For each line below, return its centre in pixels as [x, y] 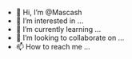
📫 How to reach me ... [53, 47]
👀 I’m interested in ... [50, 21]
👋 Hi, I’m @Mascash [49, 12]
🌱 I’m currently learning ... [58, 29]
